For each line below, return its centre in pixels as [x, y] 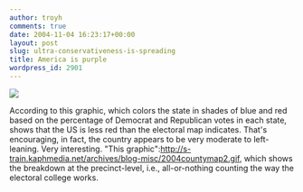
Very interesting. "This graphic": [101, 149]
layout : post [34, 43]
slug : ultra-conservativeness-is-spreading [93, 51]
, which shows [266, 158]
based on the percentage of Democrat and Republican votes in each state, [148, 120]
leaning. [24, 149]
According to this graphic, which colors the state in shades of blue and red [148, 110]
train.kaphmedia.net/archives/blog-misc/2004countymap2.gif [124, 158]
